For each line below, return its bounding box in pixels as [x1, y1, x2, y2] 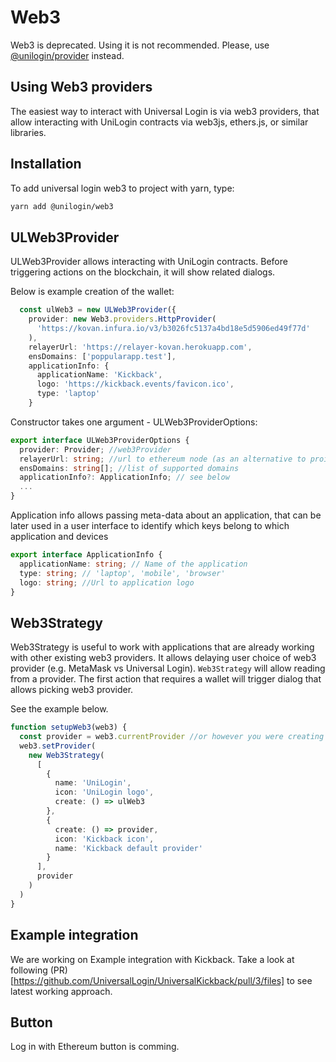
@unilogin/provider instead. [10, 49, 125, 61]
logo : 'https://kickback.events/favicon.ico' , [36, 379, 235, 390]
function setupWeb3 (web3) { [10, 722, 128, 733]
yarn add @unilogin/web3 [10, 201, 114, 211]
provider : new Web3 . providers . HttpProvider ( [28, 314, 217, 325]
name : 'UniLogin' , [54, 778, 132, 788]
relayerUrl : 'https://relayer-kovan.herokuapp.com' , [28, 342, 253, 352]
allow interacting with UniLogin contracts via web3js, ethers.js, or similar [10, 116, 309, 128]
